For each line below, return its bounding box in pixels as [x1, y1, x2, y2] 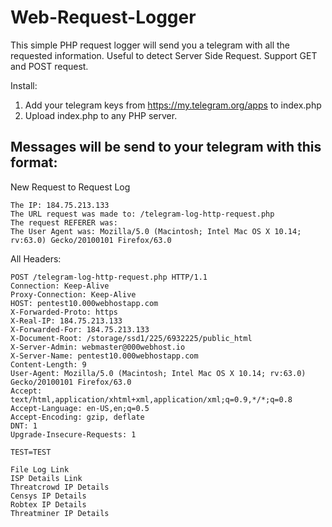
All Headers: [10, 252, 62, 265]
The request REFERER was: [10, 217, 118, 228]
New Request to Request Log [10, 181, 131, 193]
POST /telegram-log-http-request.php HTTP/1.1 [10, 272, 208, 282]
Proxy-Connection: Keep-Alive [10, 289, 137, 300]
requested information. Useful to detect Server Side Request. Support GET [10, 49, 318, 61]
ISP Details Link [10, 473, 83, 483]
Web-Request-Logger [10, 6, 197, 29]
